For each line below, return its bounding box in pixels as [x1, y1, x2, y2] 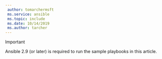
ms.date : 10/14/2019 [7, 21, 50, 26]
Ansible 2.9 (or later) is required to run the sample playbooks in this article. [5, 49, 157, 55]
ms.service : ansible [7, 12, 50, 17]
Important [5, 39, 25, 45]
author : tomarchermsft [7, 7, 54, 12]
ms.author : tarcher [7, 26, 48, 30]
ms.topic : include [7, 16, 45, 21]
